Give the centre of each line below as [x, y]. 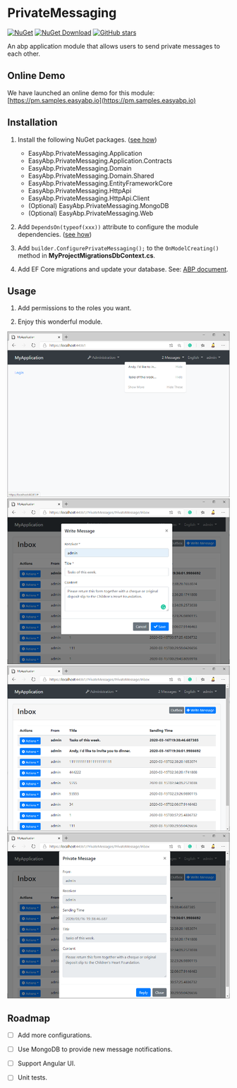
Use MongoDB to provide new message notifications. [95, 1049]
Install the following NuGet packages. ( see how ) [87, 140]
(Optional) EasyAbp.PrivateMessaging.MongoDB [98, 205]
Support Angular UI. [47, 1063]
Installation [32, 122]
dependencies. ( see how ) [55, 234]
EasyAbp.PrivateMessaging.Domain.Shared [91, 176]
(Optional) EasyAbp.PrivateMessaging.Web [91, 213]
